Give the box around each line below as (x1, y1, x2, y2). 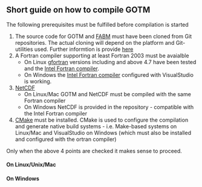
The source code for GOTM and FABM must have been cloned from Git (15, 33, 192, 40)
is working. (24, 77, 52, 85)
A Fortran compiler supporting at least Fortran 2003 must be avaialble (15, 51, 189, 59)
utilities (15, 45, 33, 53)
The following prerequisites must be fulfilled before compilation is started (6, 21, 189, 28)
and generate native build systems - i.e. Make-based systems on (15, 122, 177, 130)
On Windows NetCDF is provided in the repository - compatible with (24, 103, 194, 111)
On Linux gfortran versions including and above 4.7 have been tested (24, 58, 197, 65)
